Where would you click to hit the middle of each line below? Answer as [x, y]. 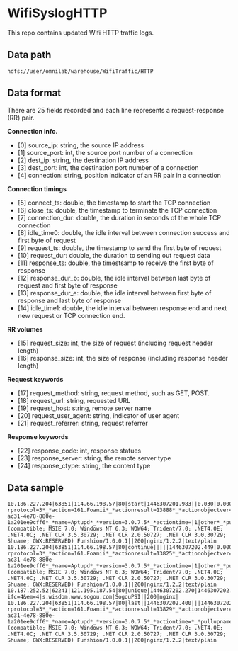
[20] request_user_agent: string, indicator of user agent [98, 415]
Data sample [35, 488]
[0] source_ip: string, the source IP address [81, 145]
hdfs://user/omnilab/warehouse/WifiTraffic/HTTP [80, 71]
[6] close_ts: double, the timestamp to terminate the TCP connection [117, 210]
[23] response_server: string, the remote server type [94, 458]
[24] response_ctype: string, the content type [84, 465]
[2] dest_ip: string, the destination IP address [83, 160]
